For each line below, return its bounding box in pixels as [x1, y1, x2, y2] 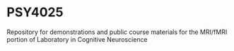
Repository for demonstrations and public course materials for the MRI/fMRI [6, 28, 228, 36]
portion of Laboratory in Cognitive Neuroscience [6, 35, 148, 43]
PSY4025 [6, 4, 64, 21]
